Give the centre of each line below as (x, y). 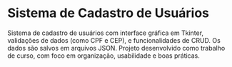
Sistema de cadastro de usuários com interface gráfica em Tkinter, (106, 33)
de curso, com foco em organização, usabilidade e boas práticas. (104, 56)
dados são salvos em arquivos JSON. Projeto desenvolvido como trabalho (116, 48)
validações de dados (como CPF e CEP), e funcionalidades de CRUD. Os (114, 40)
